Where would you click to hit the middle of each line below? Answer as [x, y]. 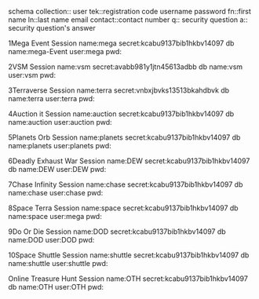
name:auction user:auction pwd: [60, 122]
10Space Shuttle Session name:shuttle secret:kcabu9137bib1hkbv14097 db [129, 255]
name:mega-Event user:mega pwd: [65, 51]
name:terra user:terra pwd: [52, 98]
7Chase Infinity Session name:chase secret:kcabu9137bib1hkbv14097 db [126, 184]
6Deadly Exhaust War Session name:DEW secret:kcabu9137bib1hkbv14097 [129, 161]
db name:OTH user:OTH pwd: [56, 287]
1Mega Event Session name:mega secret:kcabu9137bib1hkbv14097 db [121, 43]
